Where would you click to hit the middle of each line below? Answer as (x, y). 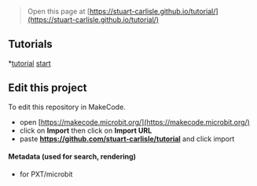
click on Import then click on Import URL (86, 130)
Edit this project (48, 88)
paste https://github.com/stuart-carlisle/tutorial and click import (127, 139)
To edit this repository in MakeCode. (67, 107)
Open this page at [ (59, 11)
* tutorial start (29, 63)
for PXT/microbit (46, 174)
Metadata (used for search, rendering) (72, 157)
